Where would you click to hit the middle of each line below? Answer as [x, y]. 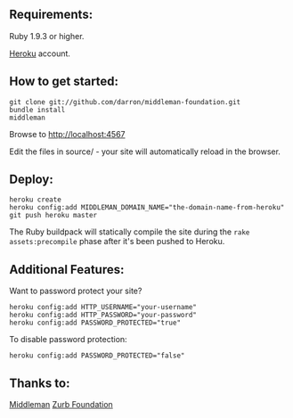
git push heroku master [53, 216]
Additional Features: [67, 270]
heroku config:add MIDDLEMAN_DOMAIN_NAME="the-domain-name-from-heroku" [147, 208]
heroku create [36, 200]
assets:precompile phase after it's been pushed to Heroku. [117, 242]
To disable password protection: [68, 340]
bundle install [37, 110]
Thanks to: [40, 383]
